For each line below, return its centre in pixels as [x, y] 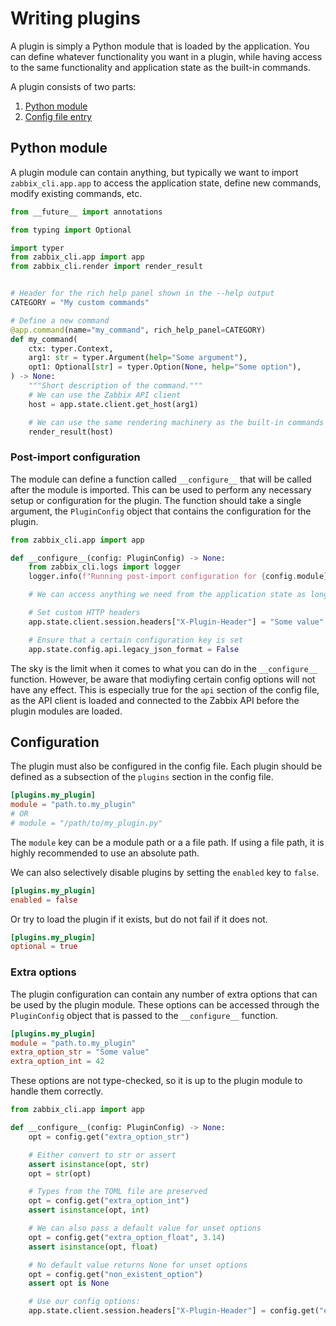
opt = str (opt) [60, 1173]
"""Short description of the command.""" [115, 386]
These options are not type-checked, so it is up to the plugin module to [156, 1081]
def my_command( [44, 339]
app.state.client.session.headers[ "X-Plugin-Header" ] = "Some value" [176, 622]
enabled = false [44, 900]
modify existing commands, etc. [76, 193]
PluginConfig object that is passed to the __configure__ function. [144, 1015]
